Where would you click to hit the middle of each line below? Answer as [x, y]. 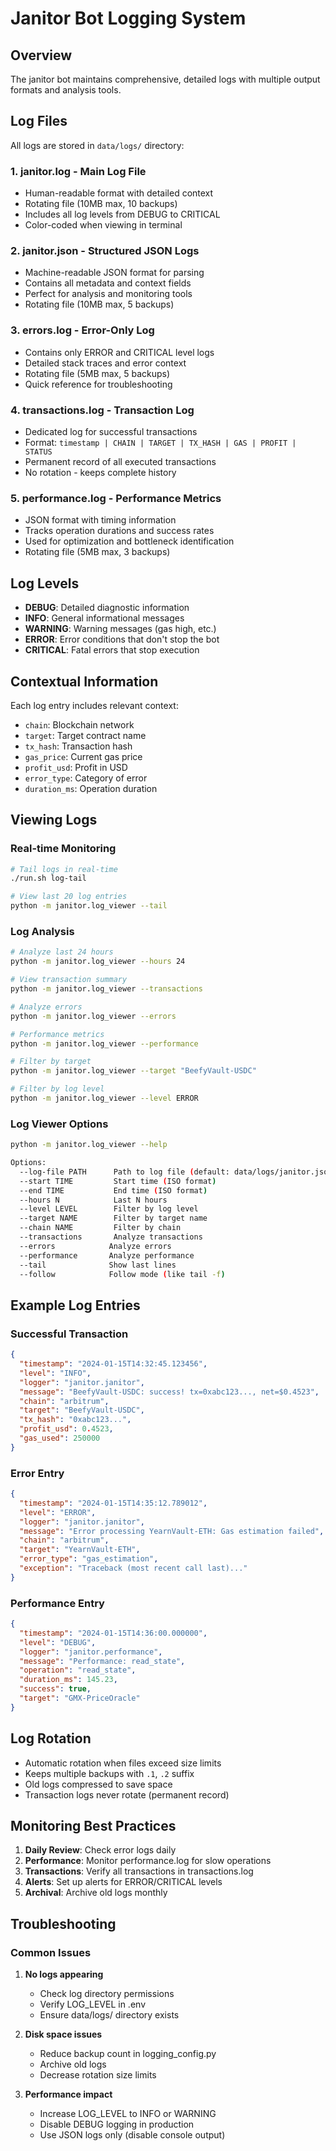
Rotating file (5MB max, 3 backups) [97, 552]
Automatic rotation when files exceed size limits [123, 1763]
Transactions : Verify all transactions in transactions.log [139, 1871]
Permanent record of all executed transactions [120, 461]
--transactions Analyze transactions [111, 1237]
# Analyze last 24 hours [62, 952]
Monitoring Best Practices [93, 1826]
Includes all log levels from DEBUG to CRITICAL [122, 214]
